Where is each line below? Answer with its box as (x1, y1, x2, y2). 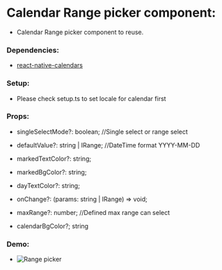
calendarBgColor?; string (16, 221, 88, 230)
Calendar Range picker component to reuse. (16, 28, 144, 36)
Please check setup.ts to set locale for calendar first (16, 94, 166, 102)
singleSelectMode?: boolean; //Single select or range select (16, 127, 189, 136)
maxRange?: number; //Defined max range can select (16, 208, 171, 216)
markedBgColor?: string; (16, 168, 87, 176)
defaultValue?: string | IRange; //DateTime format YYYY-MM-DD (16, 141, 200, 149)
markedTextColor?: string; (16, 154, 92, 163)
